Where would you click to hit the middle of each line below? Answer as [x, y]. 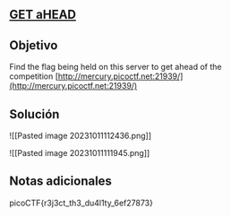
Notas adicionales [60, 182]
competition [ [34, 76]
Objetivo [34, 45]
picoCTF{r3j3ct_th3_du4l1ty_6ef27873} [81, 203]
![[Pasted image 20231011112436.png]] [81, 136]
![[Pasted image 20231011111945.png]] [80, 153]
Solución [34, 114]
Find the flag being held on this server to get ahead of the [115, 67]
